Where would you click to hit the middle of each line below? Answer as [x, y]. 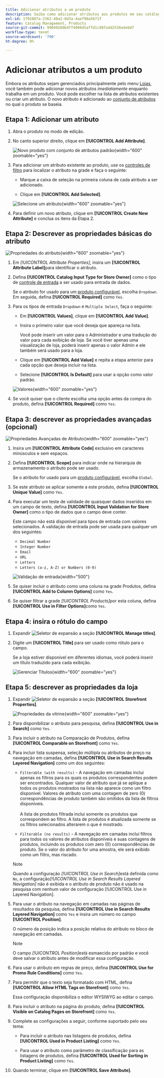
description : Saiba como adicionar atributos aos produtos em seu [74, 14]
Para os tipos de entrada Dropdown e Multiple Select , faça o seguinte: [82, 306]
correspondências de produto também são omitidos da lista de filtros [89, 798]
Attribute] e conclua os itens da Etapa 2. [53, 218]
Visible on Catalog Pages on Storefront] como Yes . [64, 1012]
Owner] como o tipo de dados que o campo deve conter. [70, 512]
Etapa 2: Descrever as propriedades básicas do [79, 233]
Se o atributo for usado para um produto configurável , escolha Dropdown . [85, 292]
